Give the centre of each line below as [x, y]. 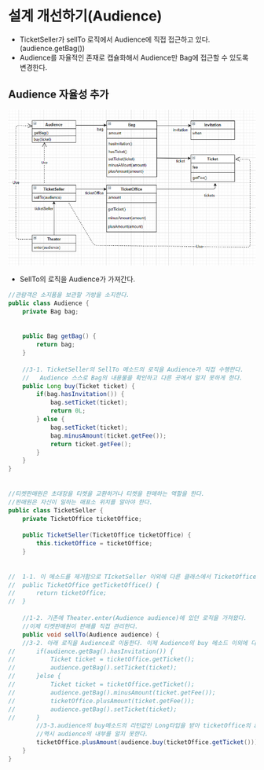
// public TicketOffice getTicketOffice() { [84, 585]
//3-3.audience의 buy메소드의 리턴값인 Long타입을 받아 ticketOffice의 [144, 726]
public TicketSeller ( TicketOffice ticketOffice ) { [107, 535]
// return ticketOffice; [58, 593]
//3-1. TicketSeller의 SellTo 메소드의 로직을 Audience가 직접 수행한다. [133, 369]
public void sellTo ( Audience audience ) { [91, 634]
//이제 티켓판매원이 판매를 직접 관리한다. [81, 626]
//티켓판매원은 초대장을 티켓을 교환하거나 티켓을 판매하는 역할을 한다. [106, 493]
